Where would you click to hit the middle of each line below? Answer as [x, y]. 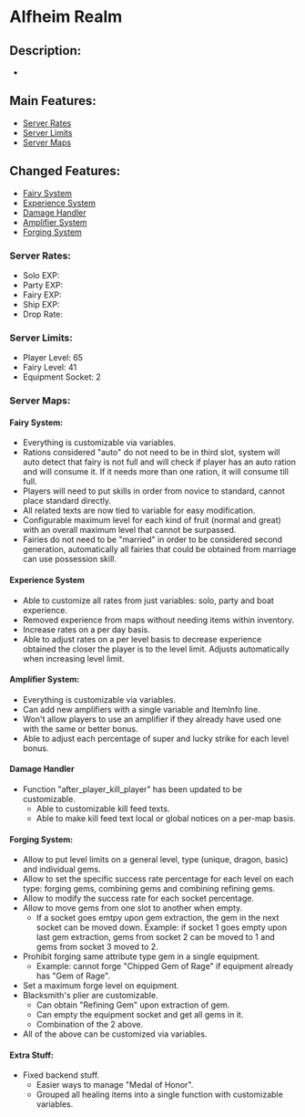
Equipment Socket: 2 [62, 377]
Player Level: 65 [53, 358]
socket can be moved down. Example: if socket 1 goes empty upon [162, 927]
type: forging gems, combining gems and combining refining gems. [149, 889]
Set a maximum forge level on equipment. [101, 986]
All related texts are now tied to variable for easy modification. [139, 511]
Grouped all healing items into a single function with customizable [160, 1095]
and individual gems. [61, 870]
